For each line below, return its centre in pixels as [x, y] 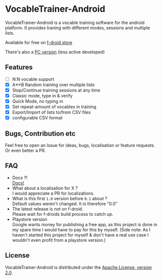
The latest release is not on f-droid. [47, 209]
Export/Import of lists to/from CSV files [51, 112]
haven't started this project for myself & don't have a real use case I [80, 235]
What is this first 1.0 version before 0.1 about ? [60, 198]
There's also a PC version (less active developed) [55, 52]
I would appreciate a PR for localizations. [53, 193]
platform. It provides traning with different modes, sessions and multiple [78, 27]
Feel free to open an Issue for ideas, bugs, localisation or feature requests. [80, 145]
